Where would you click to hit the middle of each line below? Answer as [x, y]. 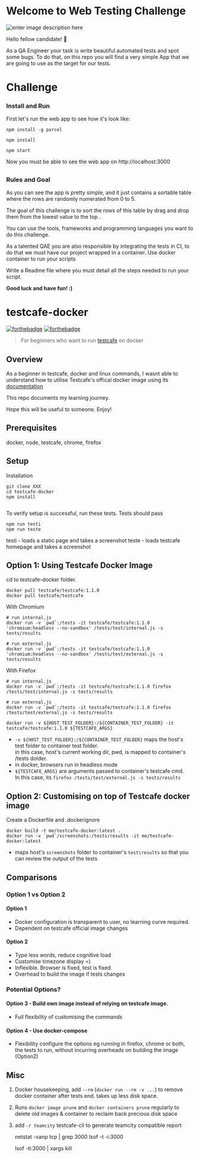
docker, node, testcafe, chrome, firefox [54, 442]
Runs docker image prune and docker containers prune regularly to [97, 1107]
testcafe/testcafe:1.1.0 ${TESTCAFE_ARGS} [59, 728]
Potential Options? [34, 989]
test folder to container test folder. [57, 746]
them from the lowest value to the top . [53, 217]
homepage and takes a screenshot [48, 547]
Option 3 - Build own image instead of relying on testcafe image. [87, 1004]
